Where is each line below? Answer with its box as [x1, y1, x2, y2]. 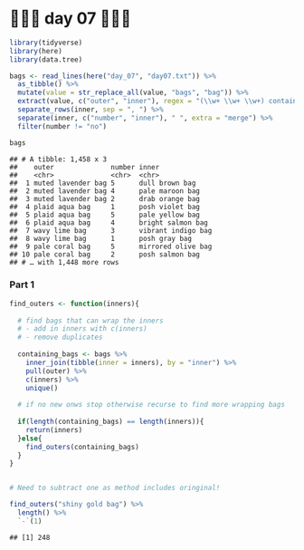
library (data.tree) [9, 54, 83, 64]
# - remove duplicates [17, 333, 103, 343]
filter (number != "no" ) [17, 121, 107, 130]
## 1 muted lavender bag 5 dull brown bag [9, 179, 196, 188]
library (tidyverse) [9, 38, 83, 47]
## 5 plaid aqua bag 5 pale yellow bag [9, 210, 201, 219]
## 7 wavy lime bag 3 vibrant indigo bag [9, 226, 213, 235]
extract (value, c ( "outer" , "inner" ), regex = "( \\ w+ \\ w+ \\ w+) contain [17, 97, 298, 106]
